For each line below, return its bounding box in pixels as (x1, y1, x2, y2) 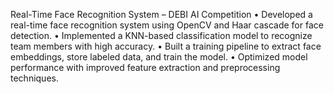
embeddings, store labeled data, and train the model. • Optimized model (10, 51, 308, 63)
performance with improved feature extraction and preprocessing (10, 62, 281, 73)
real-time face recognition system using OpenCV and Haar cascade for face (10, 19, 324, 31)
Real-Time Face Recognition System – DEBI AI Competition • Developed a (10, 9, 313, 20)
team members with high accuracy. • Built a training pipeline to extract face (10, 40, 322, 52)
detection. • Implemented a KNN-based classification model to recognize (10, 30, 313, 41)
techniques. (10, 72, 59, 84)
